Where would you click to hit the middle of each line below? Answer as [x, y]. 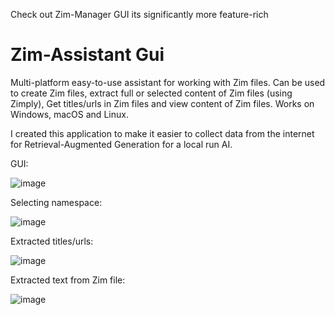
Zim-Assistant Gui [87, 55]
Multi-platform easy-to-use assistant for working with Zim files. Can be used [168, 82]
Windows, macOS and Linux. [69, 114]
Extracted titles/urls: [52, 241]
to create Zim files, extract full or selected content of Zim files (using [151, 93]
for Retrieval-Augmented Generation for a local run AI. [121, 144]
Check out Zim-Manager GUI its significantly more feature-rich [139, 14]
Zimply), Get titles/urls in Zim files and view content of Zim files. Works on [162, 103]
